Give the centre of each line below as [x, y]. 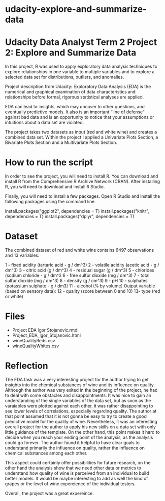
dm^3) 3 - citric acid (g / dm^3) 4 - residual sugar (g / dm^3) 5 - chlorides [80, 270]
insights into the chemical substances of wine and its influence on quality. [80, 385]
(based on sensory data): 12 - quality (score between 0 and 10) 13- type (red [83, 291]
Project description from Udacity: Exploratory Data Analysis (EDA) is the [78, 87]
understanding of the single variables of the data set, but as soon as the [78, 400]
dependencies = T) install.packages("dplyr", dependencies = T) [70, 217]
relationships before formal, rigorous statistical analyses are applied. [75, 97]
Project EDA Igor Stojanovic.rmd [45, 330]
